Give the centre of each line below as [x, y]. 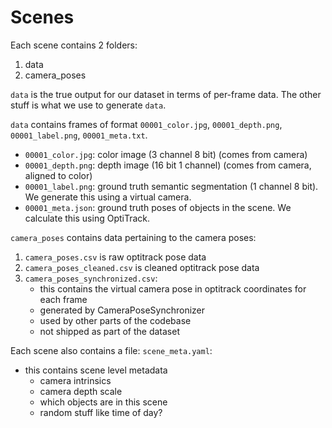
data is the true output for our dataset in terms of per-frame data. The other [166, 94]
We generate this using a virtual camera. [108, 197]
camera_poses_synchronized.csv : [91, 278]
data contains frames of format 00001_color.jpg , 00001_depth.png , [146, 124]
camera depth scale [81, 391]
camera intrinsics [75, 380]
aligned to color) [58, 175]
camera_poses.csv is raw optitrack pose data [115, 257]
